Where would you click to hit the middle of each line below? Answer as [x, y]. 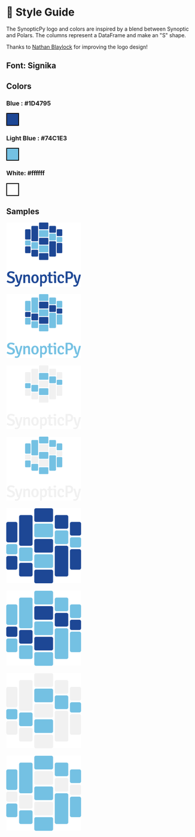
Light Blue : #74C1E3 [37, 138]
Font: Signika [31, 66]
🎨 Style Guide [40, 12]
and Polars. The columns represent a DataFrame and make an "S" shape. [96, 35]
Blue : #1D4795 [29, 103]
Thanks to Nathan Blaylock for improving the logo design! [77, 47]
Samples [23, 211]
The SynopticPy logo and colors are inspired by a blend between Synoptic [98, 29]
